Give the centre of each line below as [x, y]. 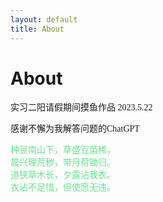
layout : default [44, 19]
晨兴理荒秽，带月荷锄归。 [63, 162]
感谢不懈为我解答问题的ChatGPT [75, 129]
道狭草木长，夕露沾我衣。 [63, 175]
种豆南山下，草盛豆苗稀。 [63, 150]
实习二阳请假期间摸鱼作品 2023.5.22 [81, 107]
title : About [37, 29]
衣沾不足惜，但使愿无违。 [63, 187]
